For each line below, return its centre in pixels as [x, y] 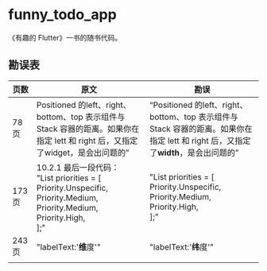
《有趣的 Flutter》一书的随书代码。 [65, 37]
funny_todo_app [62, 15]
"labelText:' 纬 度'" [182, 246]
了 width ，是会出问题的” [194, 153]
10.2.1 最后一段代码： [78, 167]
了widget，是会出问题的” [83, 153]
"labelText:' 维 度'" [68, 246]
